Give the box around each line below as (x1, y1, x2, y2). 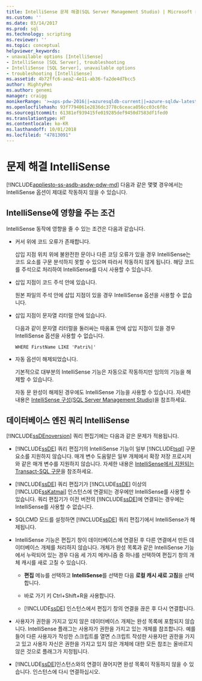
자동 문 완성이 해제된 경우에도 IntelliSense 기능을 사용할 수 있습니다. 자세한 (14, 388, 191, 395)
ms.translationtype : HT (6, 115, 66, 121)
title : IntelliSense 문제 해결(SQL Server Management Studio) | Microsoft (6, 8, 192, 15)
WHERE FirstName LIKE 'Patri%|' (14, 344, 96, 350)
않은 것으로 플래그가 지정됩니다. (14, 648, 89, 655)
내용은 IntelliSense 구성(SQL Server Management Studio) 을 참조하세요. (14, 396, 187, 403)
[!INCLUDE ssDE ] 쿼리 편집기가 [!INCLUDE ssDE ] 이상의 (14, 480, 147, 488)
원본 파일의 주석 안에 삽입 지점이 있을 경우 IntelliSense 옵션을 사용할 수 (14, 291, 182, 298)
